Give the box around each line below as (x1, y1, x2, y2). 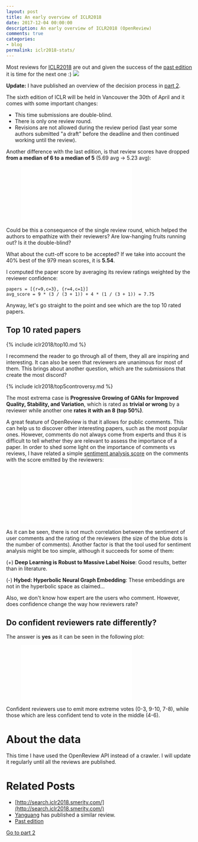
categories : (6, 36, 35, 42)
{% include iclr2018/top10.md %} (6, 341, 87, 348)
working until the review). (14, 136, 77, 143)
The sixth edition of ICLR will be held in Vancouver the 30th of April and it (6, 93, 185, 101)
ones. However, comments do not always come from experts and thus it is (6, 431, 187, 438)
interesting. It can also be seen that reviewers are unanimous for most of (6, 358, 183, 366)
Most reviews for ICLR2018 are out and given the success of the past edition (6, 63, 192, 71)
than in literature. (6, 565, 48, 572)
